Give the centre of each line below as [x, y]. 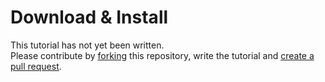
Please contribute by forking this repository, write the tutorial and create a [162, 55]
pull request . [36, 66]
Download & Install [89, 17]
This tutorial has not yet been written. [87, 45]
